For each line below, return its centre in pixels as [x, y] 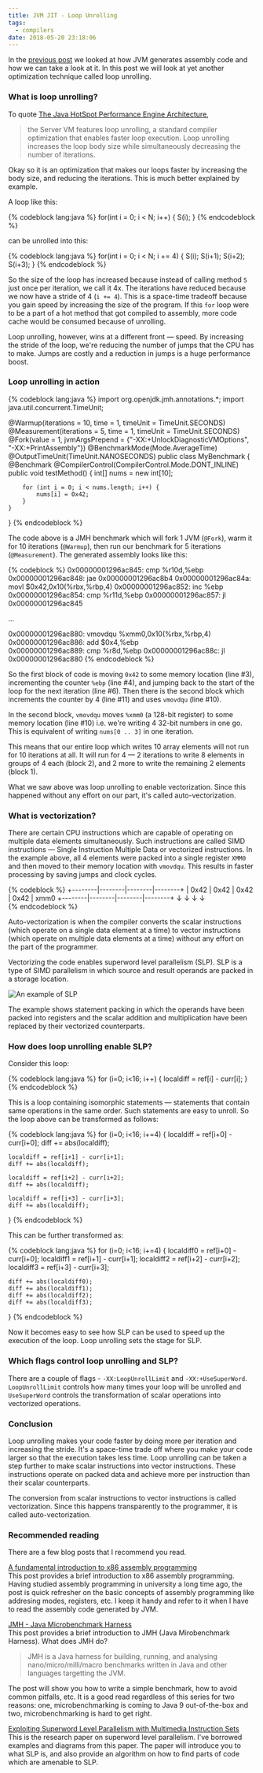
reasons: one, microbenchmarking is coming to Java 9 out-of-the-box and [128, 1705]
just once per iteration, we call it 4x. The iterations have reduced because [127, 287]
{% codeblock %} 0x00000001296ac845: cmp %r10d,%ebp [106, 570]
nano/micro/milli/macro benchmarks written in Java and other [127, 1665]
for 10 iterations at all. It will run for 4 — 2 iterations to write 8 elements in [126, 755]
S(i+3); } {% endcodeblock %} [57, 264]
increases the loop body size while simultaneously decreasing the [134, 146]
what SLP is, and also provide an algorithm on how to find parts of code [124, 1754]
